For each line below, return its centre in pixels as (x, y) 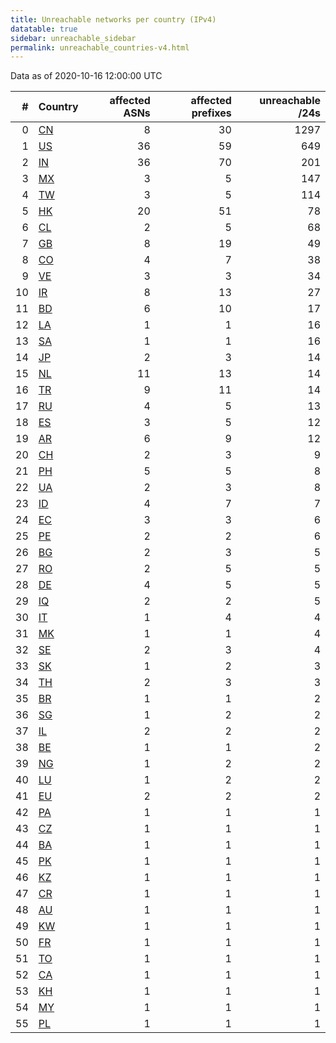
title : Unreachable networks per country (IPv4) (113, 19)
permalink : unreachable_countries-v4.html (100, 47)
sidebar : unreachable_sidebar (73, 38)
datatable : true (44, 29)
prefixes (211, 113)
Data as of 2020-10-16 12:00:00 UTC (86, 76)
